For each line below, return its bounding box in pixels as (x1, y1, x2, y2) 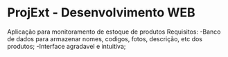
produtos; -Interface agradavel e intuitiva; (7, 42, 126, 50)
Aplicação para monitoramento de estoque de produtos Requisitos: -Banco (7, 27, 221, 36)
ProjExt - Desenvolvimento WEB (7, 5, 195, 21)
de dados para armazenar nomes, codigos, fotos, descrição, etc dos (7, 34, 203, 43)
